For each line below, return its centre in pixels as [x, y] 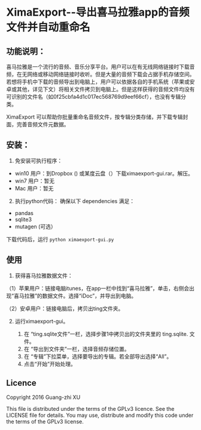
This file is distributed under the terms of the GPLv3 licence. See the [90, 409]
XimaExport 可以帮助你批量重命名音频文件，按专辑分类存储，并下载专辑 [95, 117]
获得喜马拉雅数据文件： [44, 275]
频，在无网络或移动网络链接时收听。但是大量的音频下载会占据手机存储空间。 [100, 74]
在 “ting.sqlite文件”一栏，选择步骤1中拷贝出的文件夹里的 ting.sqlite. [106, 334]
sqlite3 [23, 219]
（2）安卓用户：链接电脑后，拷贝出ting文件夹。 [65, 308]
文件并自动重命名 [48, 27]
